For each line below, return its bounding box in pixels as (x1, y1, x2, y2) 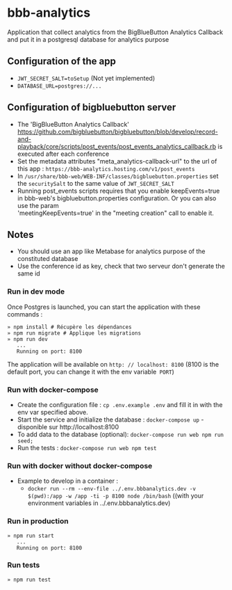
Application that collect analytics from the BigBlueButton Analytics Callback (7, 28, 224, 36)
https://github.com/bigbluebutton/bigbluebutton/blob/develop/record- (17, 127, 219, 136)
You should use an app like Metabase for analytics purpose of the (17, 247, 206, 255)
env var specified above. (17, 408, 88, 416)
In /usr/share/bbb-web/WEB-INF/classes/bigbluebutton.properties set (17, 172, 219, 180)
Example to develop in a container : (17, 477, 118, 485)
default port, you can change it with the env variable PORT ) (7, 367, 175, 376)
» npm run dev (7, 335, 49, 342)
